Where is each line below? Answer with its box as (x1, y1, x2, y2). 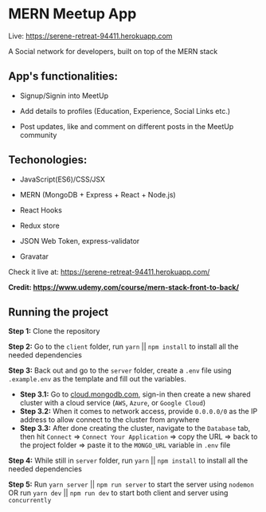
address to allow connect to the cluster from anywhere (19, 415, 200, 424)
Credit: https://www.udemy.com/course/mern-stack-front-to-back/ (8, 282, 240, 291)
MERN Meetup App (8, 5, 137, 23)
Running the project (8, 305, 109, 319)
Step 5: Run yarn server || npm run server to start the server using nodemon (8, 479, 255, 490)
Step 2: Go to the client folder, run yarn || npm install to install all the (8, 342, 239, 351)
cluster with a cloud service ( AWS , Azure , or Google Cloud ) (19, 398, 206, 408)
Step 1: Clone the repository (8, 326, 100, 336)
